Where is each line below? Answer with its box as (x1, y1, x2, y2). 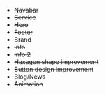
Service (13, 13, 36, 22)
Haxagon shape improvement (13, 58, 99, 65)
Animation (13, 80, 43, 88)
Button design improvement (13, 65, 94, 73)
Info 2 (13, 50, 31, 58)
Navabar (13, 6, 39, 14)
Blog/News (13, 72, 46, 81)
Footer (13, 28, 33, 36)
